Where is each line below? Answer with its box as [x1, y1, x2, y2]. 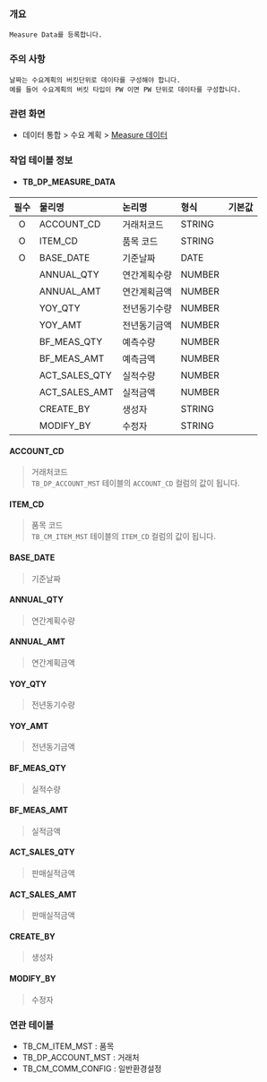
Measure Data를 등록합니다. [9, 30, 103, 39]
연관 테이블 [9, 1018, 55, 1031]
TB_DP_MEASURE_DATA [22, 176, 116, 187]
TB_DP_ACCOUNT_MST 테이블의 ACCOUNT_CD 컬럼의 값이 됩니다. [30, 477, 240, 489]
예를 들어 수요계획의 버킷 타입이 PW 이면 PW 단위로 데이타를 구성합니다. [9, 85, 242, 94]
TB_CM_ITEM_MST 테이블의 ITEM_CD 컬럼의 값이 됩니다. [30, 531, 217, 542]
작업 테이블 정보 [9, 154, 73, 167]
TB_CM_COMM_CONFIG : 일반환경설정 [22, 1063, 162, 1074]
